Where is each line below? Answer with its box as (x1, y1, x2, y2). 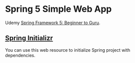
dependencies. (5, 52, 35, 58)
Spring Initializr (5, 34, 53, 42)
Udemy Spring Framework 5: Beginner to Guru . (5, 20, 101, 26)
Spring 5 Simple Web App (5, 3, 112, 15)
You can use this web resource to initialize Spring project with (5, 47, 131, 53)
